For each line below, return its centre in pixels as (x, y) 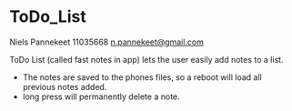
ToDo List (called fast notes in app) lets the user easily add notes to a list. (146, 59)
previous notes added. (65, 86)
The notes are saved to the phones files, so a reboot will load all (142, 77)
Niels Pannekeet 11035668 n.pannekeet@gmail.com (107, 42)
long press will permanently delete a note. (101, 96)
